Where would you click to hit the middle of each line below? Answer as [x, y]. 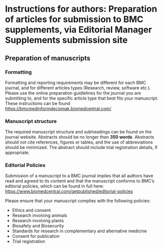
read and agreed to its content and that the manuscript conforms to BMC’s [80, 181]
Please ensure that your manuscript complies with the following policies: [78, 201]
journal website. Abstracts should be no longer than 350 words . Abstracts [80, 137]
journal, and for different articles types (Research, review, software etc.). [78, 88]
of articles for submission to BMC [74, 19]
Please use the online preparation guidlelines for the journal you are [73, 93]
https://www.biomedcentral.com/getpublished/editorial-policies [69, 191]
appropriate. [18, 153]
